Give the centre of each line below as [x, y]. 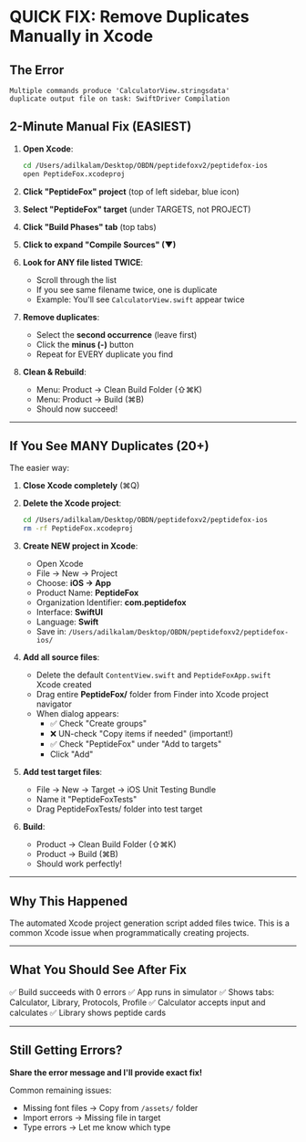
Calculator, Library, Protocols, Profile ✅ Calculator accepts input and [138, 1002]
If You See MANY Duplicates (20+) [109, 446]
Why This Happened [69, 901]
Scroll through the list [76, 279]
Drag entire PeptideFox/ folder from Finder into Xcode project [152, 695]
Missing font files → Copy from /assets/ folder [110, 1107]
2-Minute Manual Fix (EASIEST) [101, 126]
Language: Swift [67, 622]
